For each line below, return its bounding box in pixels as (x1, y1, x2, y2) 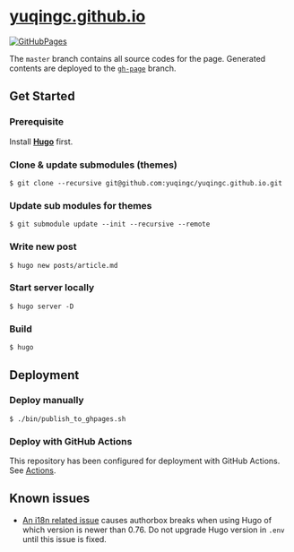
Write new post (9, 240, 78, 253)
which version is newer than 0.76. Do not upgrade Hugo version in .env (22, 524, 285, 535)
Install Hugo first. (9, 136, 73, 147)
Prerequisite (9, 116, 65, 128)
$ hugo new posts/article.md (9, 261, 118, 270)
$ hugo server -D (9, 302, 74, 311)
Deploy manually (9, 394, 84, 407)
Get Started (9, 89, 75, 104)
